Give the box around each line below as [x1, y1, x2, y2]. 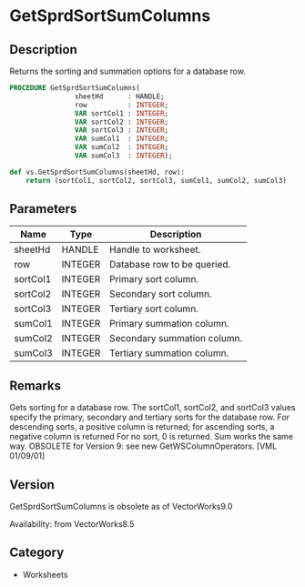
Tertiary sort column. [108, 302, 198, 315]
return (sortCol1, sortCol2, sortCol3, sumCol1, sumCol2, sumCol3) [25, 176, 287, 185]
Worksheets [22, 569, 68, 580]
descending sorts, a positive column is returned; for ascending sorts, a [9, 421, 275, 432]
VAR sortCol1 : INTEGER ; [74, 108, 169, 118]
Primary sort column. [108, 273, 199, 286]
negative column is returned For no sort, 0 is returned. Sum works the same [9, 431, 294, 442]
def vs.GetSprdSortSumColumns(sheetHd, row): [9, 167, 185, 177]
